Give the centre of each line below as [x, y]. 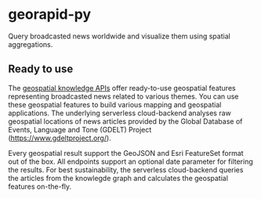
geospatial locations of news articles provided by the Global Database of [125, 121]
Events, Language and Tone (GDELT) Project [80, 129]
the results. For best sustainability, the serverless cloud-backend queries [126, 169]
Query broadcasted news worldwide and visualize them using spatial [120, 36]
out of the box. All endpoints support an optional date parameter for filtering [130, 161]
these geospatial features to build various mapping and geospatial [115, 104]
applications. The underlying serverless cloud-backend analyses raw [120, 113]
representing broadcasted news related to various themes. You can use [123, 96]
